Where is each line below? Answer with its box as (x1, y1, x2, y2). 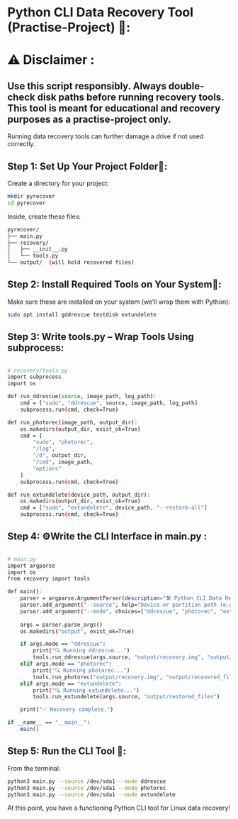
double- (168, 79, 205, 92)
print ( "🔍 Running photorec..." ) (33, 666, 130, 674)
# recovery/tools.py (7, 367, 69, 374)
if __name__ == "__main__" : (7, 719, 91, 726)
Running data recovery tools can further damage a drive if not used (7, 132, 204, 141)
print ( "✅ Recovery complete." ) (20, 706, 114, 713)
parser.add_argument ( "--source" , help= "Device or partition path (20, 601, 217, 609)
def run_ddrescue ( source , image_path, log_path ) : (7, 393, 157, 400)
